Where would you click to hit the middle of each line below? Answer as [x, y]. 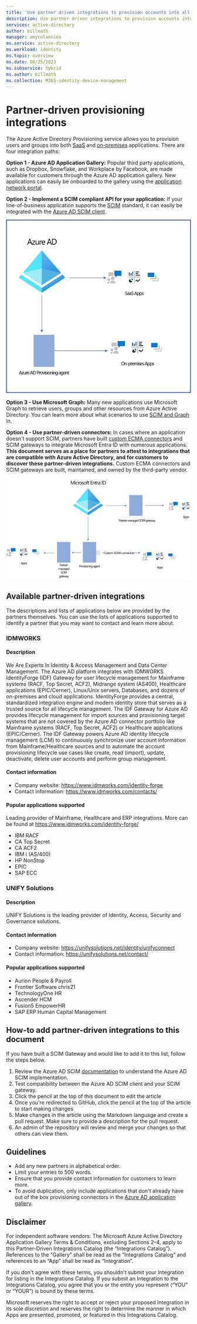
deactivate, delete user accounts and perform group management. [86, 759]
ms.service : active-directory [43, 43]
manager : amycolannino [34, 37]
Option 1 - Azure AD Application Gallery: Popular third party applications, [95, 163]
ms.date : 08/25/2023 [31, 62]
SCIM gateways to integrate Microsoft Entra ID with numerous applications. [97, 445]
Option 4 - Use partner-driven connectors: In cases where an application [96, 432]
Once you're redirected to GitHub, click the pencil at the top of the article [103, 1102]
